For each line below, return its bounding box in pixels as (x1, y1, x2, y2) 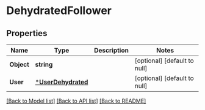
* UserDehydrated (35, 78, 88, 86)
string (35, 61, 53, 68)
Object (9, 61, 29, 68)
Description (94, 46, 129, 54)
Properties (6, 28, 48, 38)
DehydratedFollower (6, 4, 112, 18)
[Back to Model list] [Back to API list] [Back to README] (6, 97, 146, 105)
